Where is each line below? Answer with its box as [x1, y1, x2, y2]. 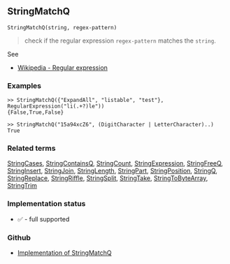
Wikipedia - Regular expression [17, 63, 108, 72]
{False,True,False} [7, 109, 64, 116]
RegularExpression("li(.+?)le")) [7, 103, 105, 110]
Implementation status [7, 199, 86, 209]
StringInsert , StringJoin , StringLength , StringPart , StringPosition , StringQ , [7, 167, 218, 175]
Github [7, 233, 31, 242]
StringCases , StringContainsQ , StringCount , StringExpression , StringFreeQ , [7, 159, 224, 168]
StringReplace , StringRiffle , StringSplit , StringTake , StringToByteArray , [7, 174, 208, 182]
